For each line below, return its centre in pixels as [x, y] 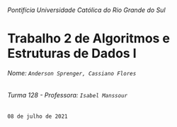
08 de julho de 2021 [38, 116]
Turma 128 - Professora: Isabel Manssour [68, 95]
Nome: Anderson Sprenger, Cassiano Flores [72, 73]
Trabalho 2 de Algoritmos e [89, 38]
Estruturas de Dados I [72, 53]
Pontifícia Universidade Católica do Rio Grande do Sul [86, 10]
